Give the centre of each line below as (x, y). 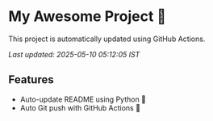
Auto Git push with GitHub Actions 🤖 (80, 107)
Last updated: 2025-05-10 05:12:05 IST (74, 54)
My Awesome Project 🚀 (88, 17)
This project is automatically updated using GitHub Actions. (107, 39)
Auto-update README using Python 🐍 (83, 99)
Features (31, 80)
